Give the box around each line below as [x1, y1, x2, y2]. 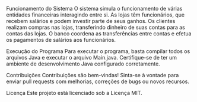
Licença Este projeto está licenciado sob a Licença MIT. [6, 90, 142, 96]
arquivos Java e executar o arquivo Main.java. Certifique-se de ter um [6, 54, 177, 61]
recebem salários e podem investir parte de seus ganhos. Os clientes [6, 18, 176, 24]
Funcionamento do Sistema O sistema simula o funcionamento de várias [6, 5, 183, 12]
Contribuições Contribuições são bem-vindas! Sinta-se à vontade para [6, 72, 179, 78]
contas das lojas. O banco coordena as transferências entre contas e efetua [6, 30, 192, 37]
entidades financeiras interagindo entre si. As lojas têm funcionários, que [6, 11, 185, 18]
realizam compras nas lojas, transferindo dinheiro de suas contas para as [6, 24, 185, 31]
